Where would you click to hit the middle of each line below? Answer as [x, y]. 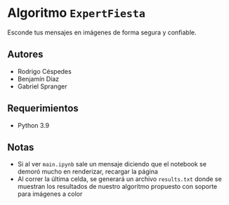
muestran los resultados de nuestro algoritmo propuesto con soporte [117, 187]
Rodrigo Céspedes [44, 71]
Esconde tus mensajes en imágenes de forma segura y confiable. [102, 32]
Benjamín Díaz [38, 79]
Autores [25, 54]
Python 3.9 [33, 125]
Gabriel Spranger [42, 86]
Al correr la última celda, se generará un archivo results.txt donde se [120, 179]
